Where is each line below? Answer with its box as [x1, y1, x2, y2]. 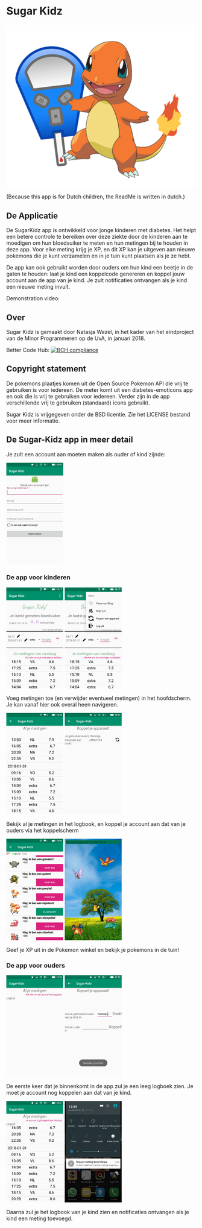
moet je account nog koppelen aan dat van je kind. [6, 1089, 132, 1097]
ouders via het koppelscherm [6, 827, 80, 834]
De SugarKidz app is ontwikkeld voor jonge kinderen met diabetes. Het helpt [6, 227, 197, 234]
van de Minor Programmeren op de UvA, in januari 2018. [6, 335, 146, 342]
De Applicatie [6, 210, 58, 221]
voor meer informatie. [6, 417, 60, 424]
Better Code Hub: [6, 347, 50, 353]
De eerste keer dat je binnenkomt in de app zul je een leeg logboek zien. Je [6, 1083, 194, 1090]
